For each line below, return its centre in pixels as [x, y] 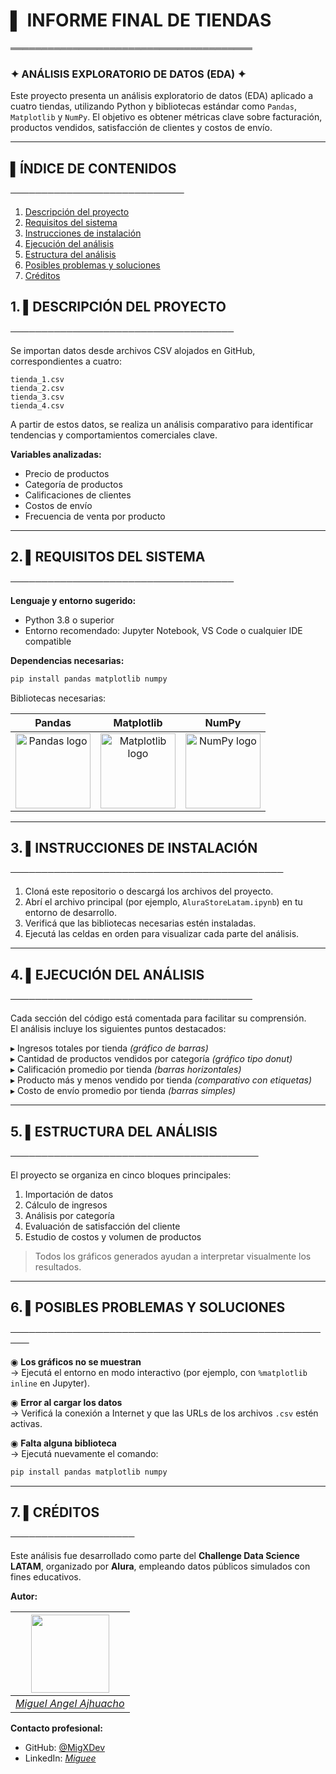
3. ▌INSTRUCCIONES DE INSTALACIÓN [134, 847]
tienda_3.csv [37, 397]
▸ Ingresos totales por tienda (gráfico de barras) [109, 1048]
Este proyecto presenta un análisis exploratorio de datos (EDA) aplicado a [162, 96]
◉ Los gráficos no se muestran [76, 1361]
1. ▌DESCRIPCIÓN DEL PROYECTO [118, 307]
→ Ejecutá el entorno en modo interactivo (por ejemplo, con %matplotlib [159, 1372]
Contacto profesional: [57, 1728]
